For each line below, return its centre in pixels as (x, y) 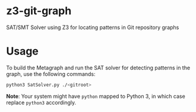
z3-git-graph (39, 11)
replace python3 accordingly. (41, 103)
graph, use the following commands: (51, 74)
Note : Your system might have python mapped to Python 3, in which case (96, 96)
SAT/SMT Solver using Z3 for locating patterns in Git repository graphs (93, 27)
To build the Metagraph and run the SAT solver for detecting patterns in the (98, 68)
